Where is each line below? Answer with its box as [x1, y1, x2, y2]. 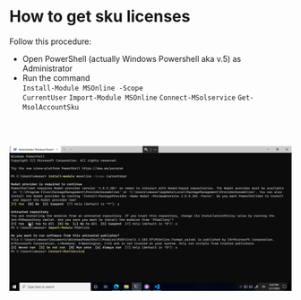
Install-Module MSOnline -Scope [21, 84, 143, 93]
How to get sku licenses [9, 6, 191, 27]
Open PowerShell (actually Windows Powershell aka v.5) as [21, 53, 242, 64]
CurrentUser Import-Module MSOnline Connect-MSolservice [21, 93, 236, 102]
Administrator [21, 63, 73, 74]
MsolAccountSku [21, 102, 80, 111]
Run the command [21, 72, 90, 83]
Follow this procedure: [9, 36, 92, 47]
